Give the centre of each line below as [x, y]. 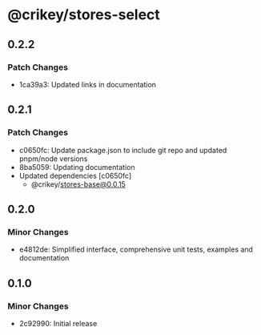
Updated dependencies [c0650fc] [75, 176]
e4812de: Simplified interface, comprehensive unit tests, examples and [136, 249]
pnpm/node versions [53, 159]
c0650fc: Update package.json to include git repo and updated [123, 150]
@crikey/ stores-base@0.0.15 [78, 184]
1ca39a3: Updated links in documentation [88, 84]
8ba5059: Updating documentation [77, 167]
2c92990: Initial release [58, 323]
